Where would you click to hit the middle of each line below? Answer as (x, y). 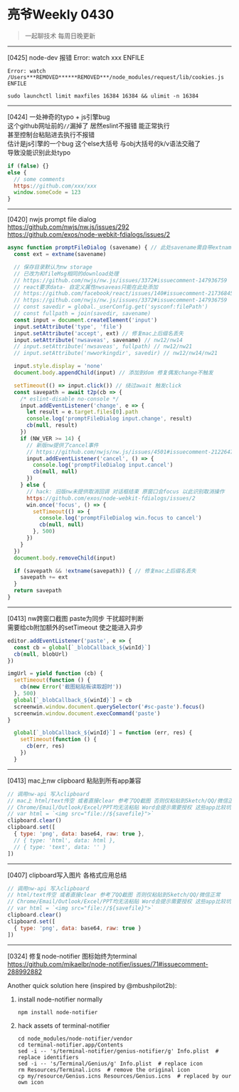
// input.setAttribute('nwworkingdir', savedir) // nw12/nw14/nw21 (116, 354)
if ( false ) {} (28, 166)
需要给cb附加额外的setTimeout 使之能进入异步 (75, 627)
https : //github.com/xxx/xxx (55, 186)
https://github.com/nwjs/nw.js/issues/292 (68, 227)
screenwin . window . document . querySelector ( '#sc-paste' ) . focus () (109, 706)
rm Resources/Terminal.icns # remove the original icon (104, 1070)
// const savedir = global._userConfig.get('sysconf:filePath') (111, 307)
